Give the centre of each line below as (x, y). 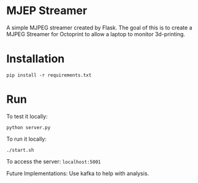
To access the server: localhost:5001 (54, 161)
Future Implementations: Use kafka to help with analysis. (78, 173)
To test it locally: (27, 116)
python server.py (29, 127)
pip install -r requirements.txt (49, 75)
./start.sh (20, 150)
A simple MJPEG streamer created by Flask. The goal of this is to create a (99, 28)
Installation (36, 59)
